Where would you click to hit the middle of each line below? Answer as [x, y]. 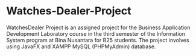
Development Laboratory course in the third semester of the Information [96, 33]
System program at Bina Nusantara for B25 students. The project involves [98, 40]
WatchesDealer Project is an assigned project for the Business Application [99, 27]
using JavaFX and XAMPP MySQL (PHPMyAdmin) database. [81, 46]
